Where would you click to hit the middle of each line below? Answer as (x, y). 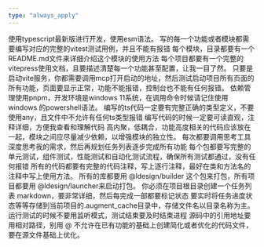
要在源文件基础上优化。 (46, 234)
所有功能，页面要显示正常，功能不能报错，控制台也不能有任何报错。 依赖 (126, 88)
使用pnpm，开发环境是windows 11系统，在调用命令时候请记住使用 (121, 97)
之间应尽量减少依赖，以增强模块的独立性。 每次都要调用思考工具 (147, 136)
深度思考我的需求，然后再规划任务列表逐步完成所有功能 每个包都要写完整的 (130, 147)
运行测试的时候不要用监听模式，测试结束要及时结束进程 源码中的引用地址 (126, 215)
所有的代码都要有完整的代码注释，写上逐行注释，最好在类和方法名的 (141, 166)
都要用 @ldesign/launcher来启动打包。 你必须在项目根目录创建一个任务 (130, 186)
